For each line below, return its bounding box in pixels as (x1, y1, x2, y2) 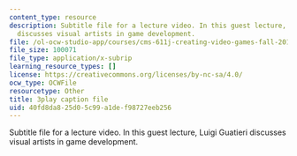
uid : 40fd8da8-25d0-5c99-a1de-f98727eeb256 (9, 103, 172, 112)
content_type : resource (9, 12, 97, 22)
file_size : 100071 (9, 46, 77, 55)
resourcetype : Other (9, 86, 86, 95)
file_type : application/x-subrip (9, 54, 133, 63)
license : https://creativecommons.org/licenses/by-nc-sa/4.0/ (9, 71, 243, 79)
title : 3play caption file (9, 94, 109, 104)
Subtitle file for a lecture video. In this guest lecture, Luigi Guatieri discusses (9, 127, 286, 137)
